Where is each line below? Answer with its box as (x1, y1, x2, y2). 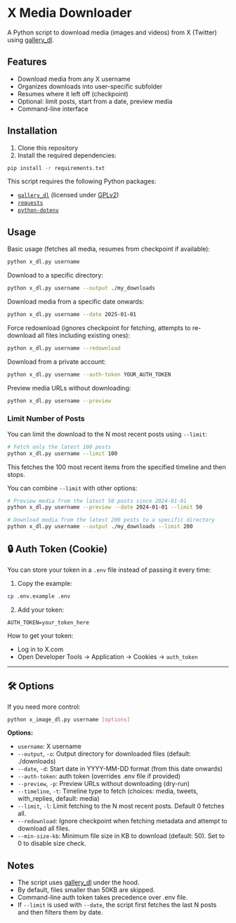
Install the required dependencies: (17, 151, 117, 159)
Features (7, 56, 47, 68)
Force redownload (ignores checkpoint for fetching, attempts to (7, 323, 191, 332)
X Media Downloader (7, 5, 132, 21)
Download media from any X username (17, 74, 131, 83)
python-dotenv (17, 207, 59, 214)
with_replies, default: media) (17, 794, 100, 803)
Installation (7, 125, 58, 137)
